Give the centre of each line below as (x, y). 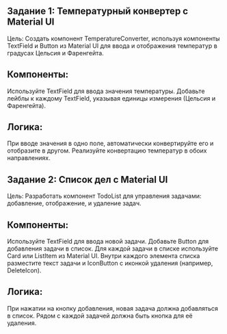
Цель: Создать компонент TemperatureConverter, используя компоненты (113, 38)
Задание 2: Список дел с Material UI (88, 180)
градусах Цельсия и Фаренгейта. (55, 53)
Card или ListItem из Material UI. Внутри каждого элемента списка (104, 256)
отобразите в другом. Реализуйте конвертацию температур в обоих (107, 151)
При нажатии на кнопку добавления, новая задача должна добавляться (113, 308)
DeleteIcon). (24, 270)
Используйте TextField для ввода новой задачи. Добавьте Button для (108, 242)
